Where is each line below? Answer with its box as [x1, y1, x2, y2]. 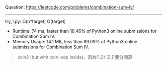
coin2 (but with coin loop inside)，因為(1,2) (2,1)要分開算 [17, 54, 133, 60]
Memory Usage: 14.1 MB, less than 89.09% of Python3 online [12, 39, 138, 44]
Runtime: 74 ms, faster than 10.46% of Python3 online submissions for [12, 28, 157, 34]
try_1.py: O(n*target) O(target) [5, 18, 66, 24]
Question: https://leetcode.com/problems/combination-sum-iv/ [5, 4, 134, 10]
